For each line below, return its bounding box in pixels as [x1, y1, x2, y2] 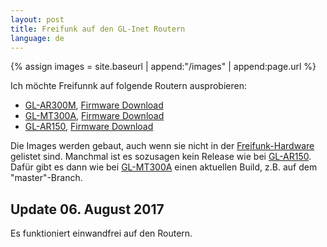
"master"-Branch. [10, 172, 83, 184]
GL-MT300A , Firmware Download [24, 110, 165, 122]
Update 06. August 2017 [10, 201, 165, 218]
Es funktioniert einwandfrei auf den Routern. [10, 227, 193, 240]
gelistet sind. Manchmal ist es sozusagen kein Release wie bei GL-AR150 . [10, 151, 312, 163]
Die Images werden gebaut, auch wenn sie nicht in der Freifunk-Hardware [10, 140, 315, 152]
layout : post [10, 14, 65, 25]
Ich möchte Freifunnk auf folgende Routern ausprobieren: [10, 80, 247, 92]
